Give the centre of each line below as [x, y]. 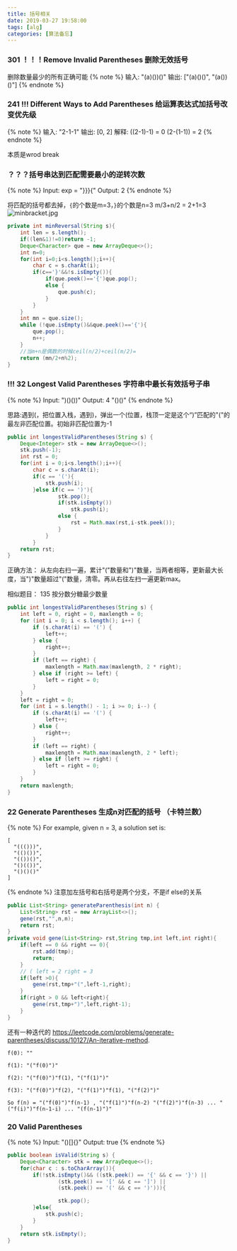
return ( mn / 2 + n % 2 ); [49, 358]
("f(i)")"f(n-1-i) [34, 1109]
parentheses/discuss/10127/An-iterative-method [78, 1040]
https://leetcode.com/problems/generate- [113, 1032]
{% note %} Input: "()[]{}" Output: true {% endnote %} [86, 1142]
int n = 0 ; [33, 253]
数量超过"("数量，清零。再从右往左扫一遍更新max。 [110, 579]
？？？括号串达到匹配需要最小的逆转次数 [76, 175]
